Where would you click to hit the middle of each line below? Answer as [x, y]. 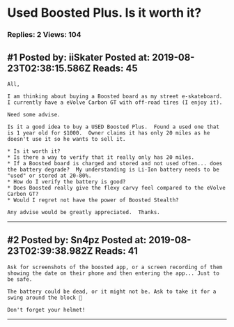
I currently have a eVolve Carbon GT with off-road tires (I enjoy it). [115, 102]
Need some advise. [34, 114]
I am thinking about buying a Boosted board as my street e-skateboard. [115, 96]
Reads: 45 [115, 68]
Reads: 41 [116, 251]
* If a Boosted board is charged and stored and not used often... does [115, 163]
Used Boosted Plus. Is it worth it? [104, 13]
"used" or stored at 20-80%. [49, 176]
